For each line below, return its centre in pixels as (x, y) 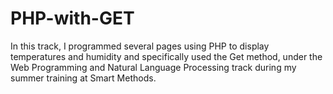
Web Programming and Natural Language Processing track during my (153, 67)
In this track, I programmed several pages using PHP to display (140, 46)
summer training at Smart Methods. (83, 78)
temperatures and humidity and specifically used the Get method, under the (166, 56)
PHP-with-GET (72, 18)
